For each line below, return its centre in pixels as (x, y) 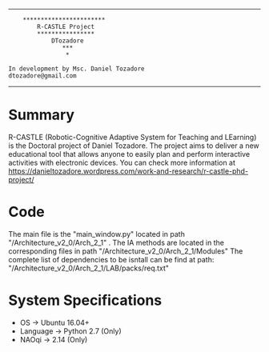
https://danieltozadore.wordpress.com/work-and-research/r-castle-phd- (128, 171)
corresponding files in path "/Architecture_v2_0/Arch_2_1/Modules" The (126, 251)
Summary (41, 115)
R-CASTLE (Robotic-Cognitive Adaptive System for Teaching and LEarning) (132, 137)
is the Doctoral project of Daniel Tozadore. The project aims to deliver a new (134, 146)
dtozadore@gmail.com (43, 76)
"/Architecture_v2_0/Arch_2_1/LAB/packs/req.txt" (89, 268)
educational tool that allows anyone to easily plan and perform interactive (129, 154)
